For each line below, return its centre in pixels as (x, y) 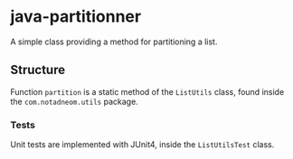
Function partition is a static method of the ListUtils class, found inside (147, 91)
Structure (38, 70)
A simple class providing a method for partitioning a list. (114, 42)
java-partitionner (76, 17)
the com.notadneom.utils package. (74, 101)
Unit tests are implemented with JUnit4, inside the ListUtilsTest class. (142, 145)
